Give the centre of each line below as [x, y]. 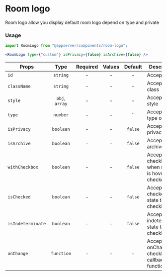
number [61, 115]
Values [111, 67]
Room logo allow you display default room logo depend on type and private [82, 22]
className [19, 86]
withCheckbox [23, 167]
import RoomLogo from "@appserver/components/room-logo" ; [66, 46]
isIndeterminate [27, 224]
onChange [18, 253]
